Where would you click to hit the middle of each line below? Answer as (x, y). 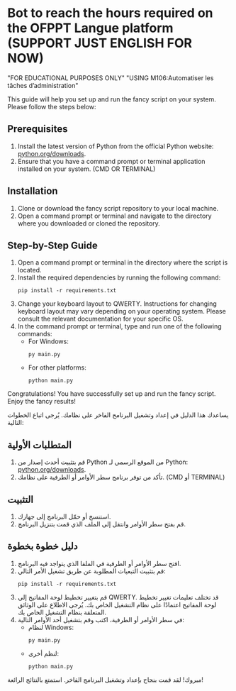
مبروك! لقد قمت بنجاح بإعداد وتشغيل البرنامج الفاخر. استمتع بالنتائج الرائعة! (105, 680)
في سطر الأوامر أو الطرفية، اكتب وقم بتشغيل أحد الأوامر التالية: (101, 619)
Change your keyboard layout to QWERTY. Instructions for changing (117, 304)
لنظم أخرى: (44, 653)
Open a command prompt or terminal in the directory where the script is (123, 262)
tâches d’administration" (43, 85)
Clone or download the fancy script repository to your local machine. (118, 208)
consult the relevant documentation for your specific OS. (100, 319)
